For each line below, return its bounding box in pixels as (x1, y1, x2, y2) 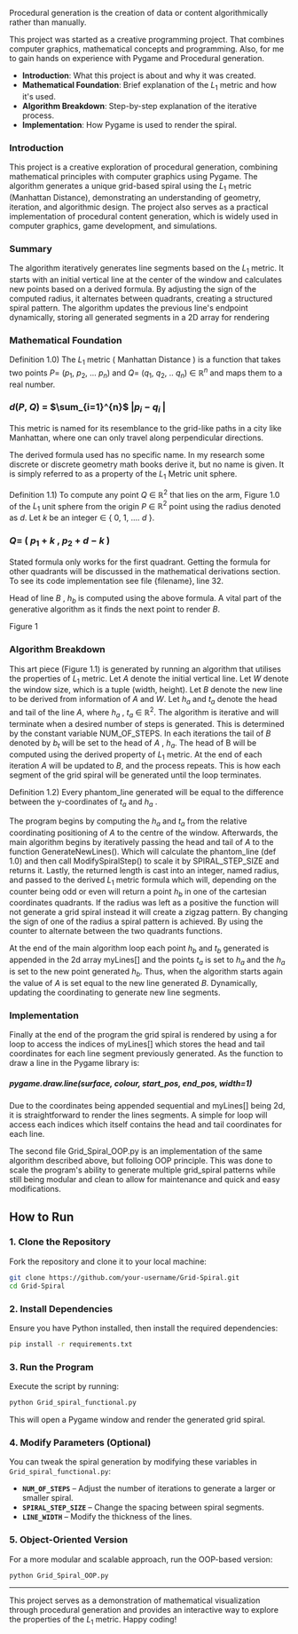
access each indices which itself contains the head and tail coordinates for (9, 1119, 282, 1130)
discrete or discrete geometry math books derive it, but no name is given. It (9, 459, 285, 470)
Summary (9, 242, 53, 255)
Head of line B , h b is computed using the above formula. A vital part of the (9, 592, 282, 605)
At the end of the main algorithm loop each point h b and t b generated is (9, 943, 270, 956)
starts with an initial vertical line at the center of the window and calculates (9, 274, 282, 285)
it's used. (21, 91, 56, 101)
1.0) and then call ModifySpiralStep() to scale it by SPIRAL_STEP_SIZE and (9, 856, 279, 866)
